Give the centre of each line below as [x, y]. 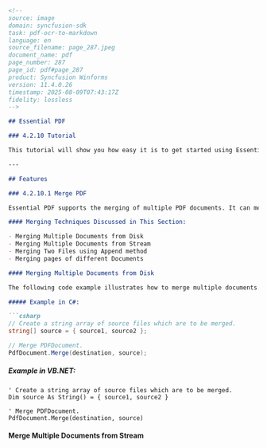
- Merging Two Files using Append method [78, 251]
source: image [32, 18]
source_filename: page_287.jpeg [62, 48]
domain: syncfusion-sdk [48, 26]
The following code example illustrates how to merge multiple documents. [135, 287]
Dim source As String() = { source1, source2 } [89, 397]
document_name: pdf [41, 55]
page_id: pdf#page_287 [46, 70]
